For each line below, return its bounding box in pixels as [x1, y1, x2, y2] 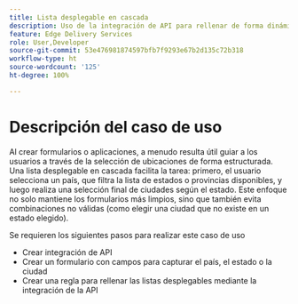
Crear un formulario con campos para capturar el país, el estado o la [21, 256, 272, 267]
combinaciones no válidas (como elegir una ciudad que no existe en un [9, 203, 270, 213]
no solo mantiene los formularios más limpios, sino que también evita [9, 193, 262, 204]
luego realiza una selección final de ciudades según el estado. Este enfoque [9, 184, 287, 195]
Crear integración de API [21, 246, 113, 258]
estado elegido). [9, 212, 69, 223]
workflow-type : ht [9, 54, 77, 63]
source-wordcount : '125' [9, 63, 101, 72]
